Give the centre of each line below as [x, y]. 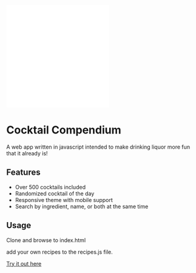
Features [23, 173]
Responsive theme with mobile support [64, 200]
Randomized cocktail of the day [55, 194]
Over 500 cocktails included [50, 187]
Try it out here [24, 263]
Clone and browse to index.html [46, 240]
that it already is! [27, 153]
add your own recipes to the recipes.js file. [60, 252]
